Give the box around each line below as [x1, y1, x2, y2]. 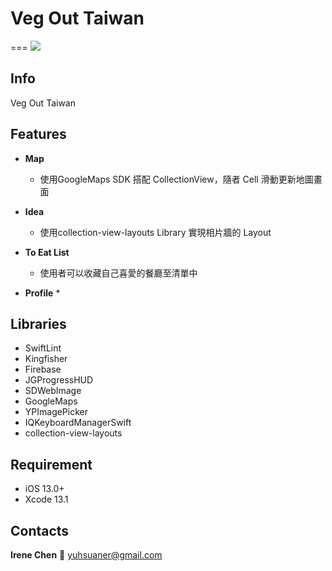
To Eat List [24, 246, 70, 258]
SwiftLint [24, 342, 62, 354]
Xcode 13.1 [24, 493, 69, 506]
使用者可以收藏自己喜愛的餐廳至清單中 [39, 267, 198, 279]
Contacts [10, 522, 70, 539]
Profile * [24, 287, 61, 299]
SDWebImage [24, 385, 82, 397]
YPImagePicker [24, 406, 89, 418]
